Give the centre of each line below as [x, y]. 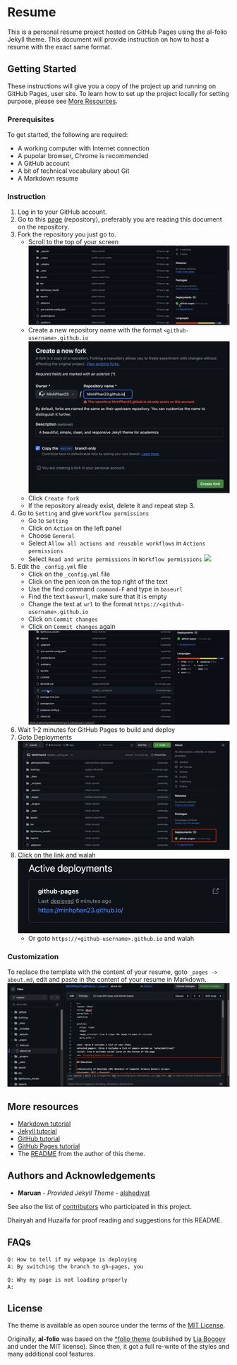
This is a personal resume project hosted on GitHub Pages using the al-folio [117, 32]
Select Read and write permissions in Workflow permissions [115, 559]
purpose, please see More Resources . [62, 101]
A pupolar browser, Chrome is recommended [83, 156]
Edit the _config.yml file [52, 566]
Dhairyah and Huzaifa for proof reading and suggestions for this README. [115, 1220]
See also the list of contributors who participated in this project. [100, 1206]
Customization [33, 956]
